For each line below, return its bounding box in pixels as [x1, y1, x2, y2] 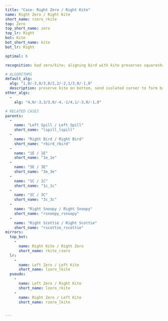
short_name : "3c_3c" [14, 197, 57, 202]
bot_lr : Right [5, 45, 35, 50]
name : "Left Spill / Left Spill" [14, 123, 84, 128]
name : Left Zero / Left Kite [18, 262, 79, 267]
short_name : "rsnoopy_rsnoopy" [14, 211, 79, 216]
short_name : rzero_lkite [18, 299, 70, 304]
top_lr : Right [5, 31, 35, 36]
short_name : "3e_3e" [14, 169, 57, 174]
